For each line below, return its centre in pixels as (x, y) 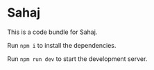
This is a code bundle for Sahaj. (52, 32)
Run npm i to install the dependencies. (62, 45)
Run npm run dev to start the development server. (77, 59)
